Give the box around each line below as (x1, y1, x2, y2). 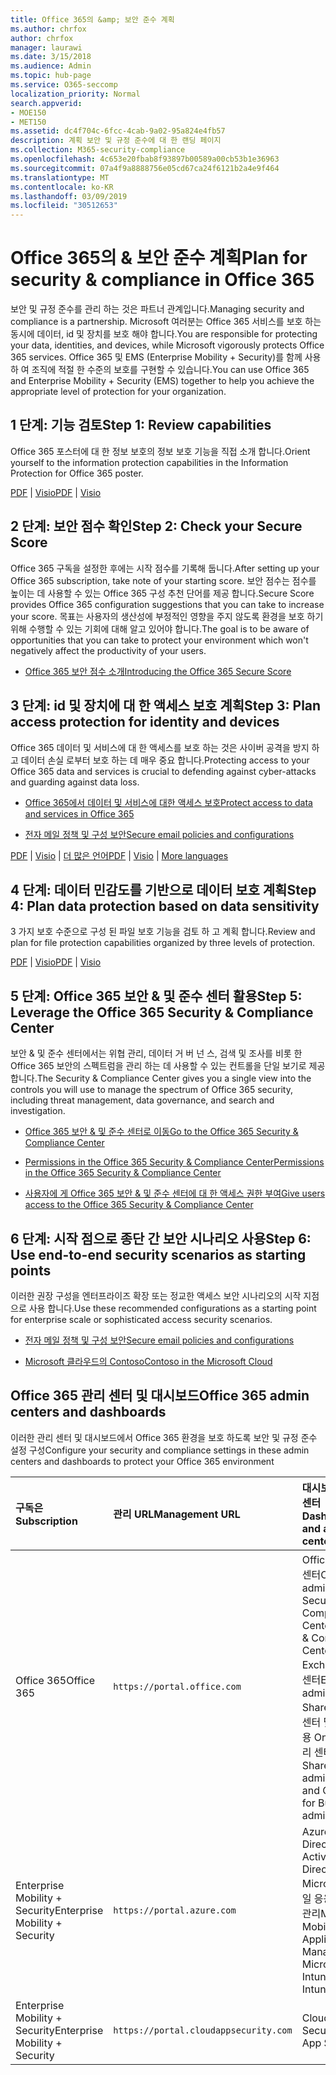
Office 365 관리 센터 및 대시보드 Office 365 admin (10, 1387, 310, 1405)
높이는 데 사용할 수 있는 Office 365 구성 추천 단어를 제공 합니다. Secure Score (10, 587, 315, 599)
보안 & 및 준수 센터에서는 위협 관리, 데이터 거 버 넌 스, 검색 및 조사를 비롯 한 (10, 1047, 303, 1060)
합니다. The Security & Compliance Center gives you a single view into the (10, 1072, 312, 1085)
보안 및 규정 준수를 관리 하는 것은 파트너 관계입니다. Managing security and (10, 303, 305, 315)
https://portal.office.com (113, 1681, 242, 1692)
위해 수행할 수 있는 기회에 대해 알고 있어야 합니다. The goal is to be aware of (10, 622, 310, 635)
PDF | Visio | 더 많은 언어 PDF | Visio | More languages (10, 849, 229, 861)
